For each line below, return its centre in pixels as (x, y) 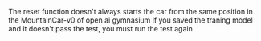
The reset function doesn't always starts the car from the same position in (130, 12)
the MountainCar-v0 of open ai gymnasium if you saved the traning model (130, 20)
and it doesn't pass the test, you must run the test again (100, 29)
